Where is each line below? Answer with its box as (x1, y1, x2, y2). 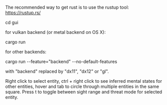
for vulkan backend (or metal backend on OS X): (5, 29, 106, 35)
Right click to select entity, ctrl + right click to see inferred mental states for (5, 78, 162, 84)
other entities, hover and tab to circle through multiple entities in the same (5, 83, 159, 89)
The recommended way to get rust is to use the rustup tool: (5, 5, 129, 10)
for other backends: (5, 49, 47, 55)
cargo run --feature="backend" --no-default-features (5, 59, 117, 65)
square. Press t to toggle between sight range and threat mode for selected (5, 89, 162, 95)
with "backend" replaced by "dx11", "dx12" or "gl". (5, 68, 109, 74)
